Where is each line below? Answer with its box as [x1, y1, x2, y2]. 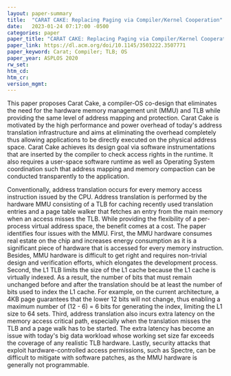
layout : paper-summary [7, 10, 72, 17]
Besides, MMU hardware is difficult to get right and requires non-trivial [7, 252, 208, 260]
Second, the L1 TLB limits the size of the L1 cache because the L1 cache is [7, 266, 217, 274]
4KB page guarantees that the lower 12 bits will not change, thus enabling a [7, 295, 221, 303]
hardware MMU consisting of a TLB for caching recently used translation [7, 200, 213, 208]
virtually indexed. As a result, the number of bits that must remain [7, 273, 192, 282]
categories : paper [7, 29, 60, 36]
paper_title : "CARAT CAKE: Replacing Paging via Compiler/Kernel [7, 36, 198, 43]
